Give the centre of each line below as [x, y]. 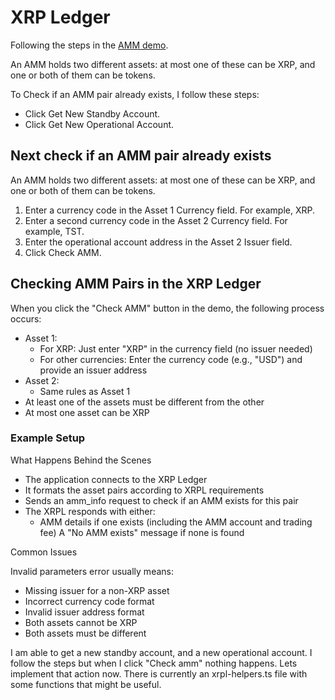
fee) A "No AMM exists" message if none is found [142, 532]
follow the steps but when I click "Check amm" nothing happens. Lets [154, 663]
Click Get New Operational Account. [99, 124]
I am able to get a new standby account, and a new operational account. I [161, 652]
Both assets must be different [85, 633]
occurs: [26, 318]
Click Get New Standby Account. [92, 113]
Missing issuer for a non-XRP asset [97, 590]
